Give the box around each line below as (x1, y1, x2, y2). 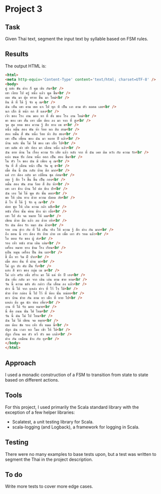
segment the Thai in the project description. (5, 456, 93, 462)
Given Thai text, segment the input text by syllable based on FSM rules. (5, 36, 148, 42)
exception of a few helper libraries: (5, 409, 75, 415)
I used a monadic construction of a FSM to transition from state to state (5, 372, 149, 378)
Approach (5, 359, 36, 367)
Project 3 (5, 3, 42, 15)
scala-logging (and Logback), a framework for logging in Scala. (12, 424, 140, 430)
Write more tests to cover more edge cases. (5, 483, 94, 490)
